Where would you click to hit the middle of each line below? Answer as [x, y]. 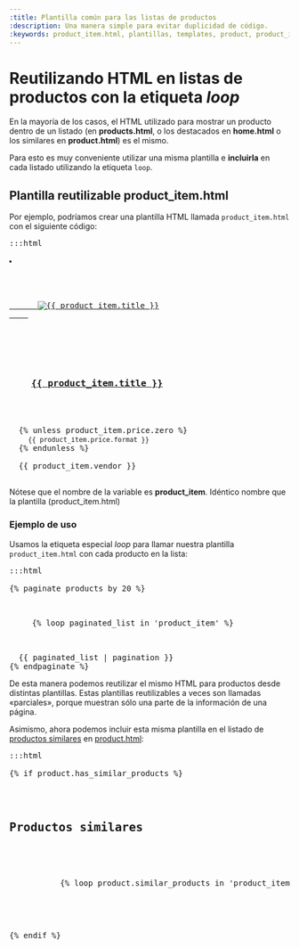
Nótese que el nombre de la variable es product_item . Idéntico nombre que [148, 492]
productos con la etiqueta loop [125, 97]
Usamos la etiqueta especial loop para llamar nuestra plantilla [122, 544]
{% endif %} [35, 935]
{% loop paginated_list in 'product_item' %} [133, 623]
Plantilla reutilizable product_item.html [119, 196]
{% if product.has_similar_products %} [96, 773]
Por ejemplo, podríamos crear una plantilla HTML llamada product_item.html [149, 217]
